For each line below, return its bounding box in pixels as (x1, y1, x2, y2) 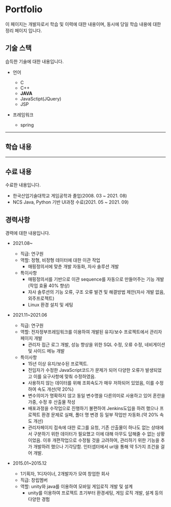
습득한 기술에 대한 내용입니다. (5, 58, 64, 64)
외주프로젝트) (27, 295, 54, 301)
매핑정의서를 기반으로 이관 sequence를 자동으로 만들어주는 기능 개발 (27, 276, 164, 283)
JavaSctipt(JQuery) (20, 95, 62, 102)
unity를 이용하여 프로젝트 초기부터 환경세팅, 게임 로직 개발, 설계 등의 (27, 490, 163, 496)
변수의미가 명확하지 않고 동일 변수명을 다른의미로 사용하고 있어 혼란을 (27, 393, 165, 399)
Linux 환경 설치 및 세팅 (27, 302, 73, 308)
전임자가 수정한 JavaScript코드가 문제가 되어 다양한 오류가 (27, 367, 144, 373)
